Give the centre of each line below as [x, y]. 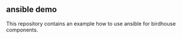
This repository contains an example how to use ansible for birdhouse [91, 23]
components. [22, 30]
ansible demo [32, 10]
